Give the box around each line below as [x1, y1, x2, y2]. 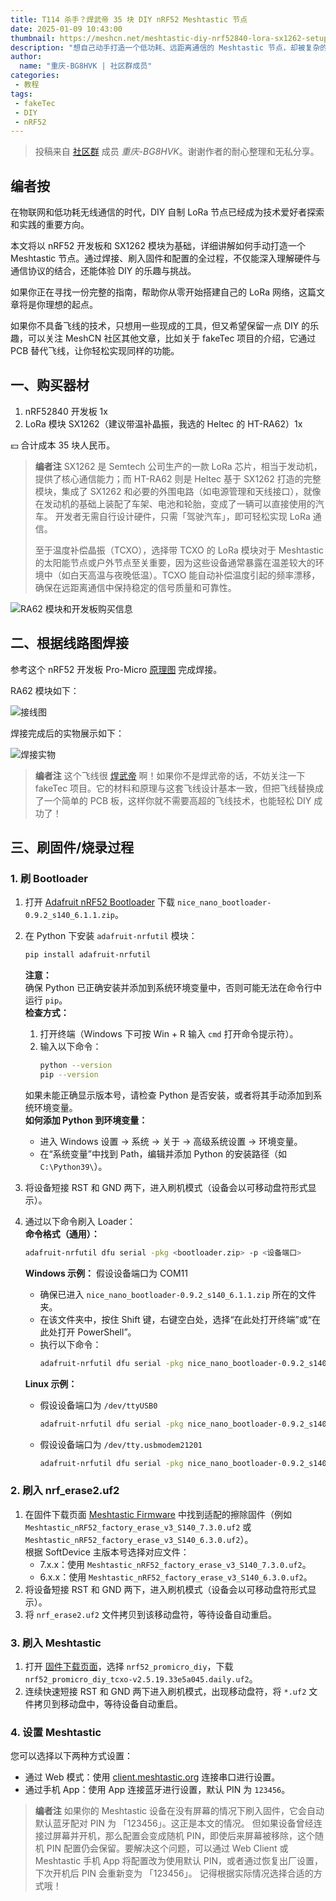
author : [10, 52, 43, 62]
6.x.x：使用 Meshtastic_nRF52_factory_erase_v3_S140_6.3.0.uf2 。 [39, 1571, 313, 1583]
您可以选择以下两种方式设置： [10, 1750, 133, 1762]
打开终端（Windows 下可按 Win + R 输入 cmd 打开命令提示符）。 [39, 1028, 299, 1040]
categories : [10, 71, 60, 81]
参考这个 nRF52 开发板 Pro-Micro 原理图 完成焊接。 [10, 663, 223, 675]
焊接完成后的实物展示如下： [10, 727, 125, 739]
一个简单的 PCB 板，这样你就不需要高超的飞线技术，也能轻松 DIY [43, 794, 312, 806]
